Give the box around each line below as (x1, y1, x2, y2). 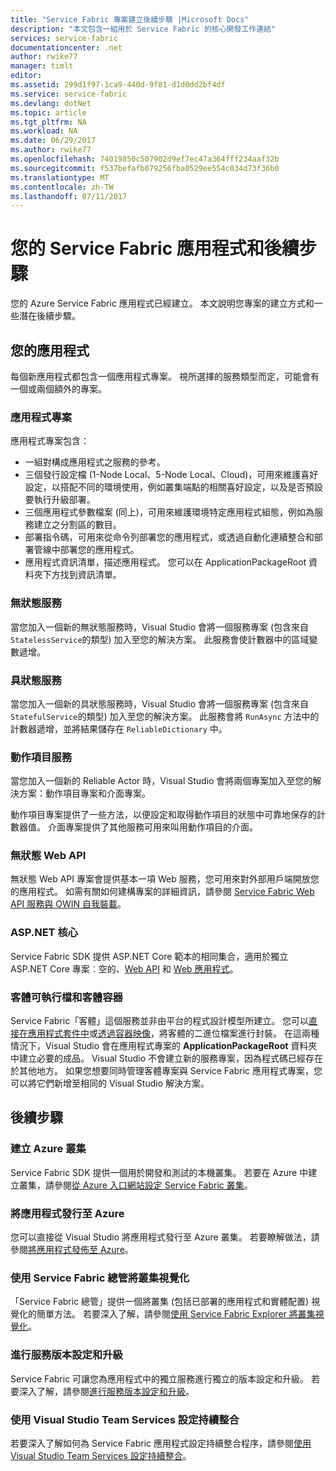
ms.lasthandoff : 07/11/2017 (10, 191, 128, 201)
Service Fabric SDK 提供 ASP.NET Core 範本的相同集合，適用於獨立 (10, 950, 289, 962)
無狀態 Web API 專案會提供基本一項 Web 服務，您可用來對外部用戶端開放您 (10, 873, 320, 885)
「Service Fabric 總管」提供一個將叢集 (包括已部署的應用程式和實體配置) (10, 1296, 310, 1308)
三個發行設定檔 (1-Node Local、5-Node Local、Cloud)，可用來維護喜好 (24, 469, 319, 481)
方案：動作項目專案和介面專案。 (18, 787, 151, 800)
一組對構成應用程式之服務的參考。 (24, 456, 166, 468)
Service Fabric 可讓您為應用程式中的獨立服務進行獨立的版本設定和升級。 (10, 1372, 310, 1385)
